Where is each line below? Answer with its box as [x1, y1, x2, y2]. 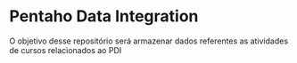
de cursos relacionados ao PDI [9, 44, 122, 55]
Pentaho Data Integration [9, 6, 199, 27]
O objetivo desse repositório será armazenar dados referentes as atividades [9, 35, 288, 46]
